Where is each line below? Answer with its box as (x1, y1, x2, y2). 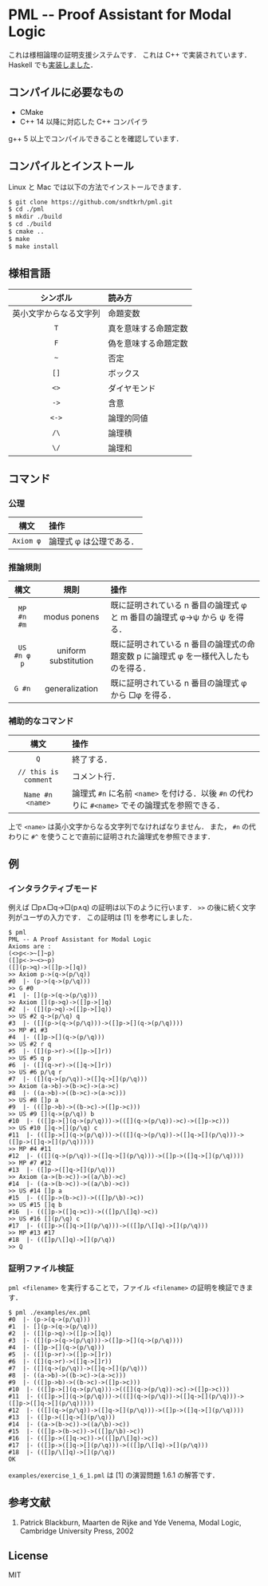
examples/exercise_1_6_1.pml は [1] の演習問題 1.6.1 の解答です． (8, 1470, 219, 1480)
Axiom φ (12, 536, 41, 546)
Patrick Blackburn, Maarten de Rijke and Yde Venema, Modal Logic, (19, 1517, 242, 1527)
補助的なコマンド (8, 716, 74, 727)
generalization (45, 683, 98, 694)
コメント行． (71, 770, 120, 781)
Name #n (23, 790, 53, 799)
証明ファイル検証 (8, 1263, 74, 1274)
